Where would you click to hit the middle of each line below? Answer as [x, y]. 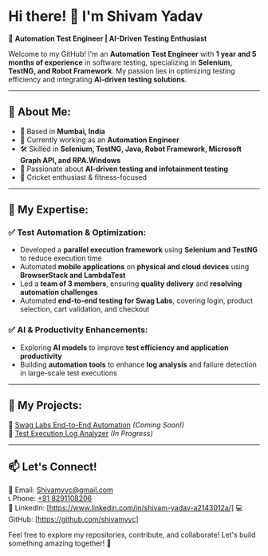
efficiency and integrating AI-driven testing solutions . [98, 79]
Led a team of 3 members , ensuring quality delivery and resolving [131, 284]
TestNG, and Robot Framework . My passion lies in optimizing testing [122, 70]
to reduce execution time [61, 258]
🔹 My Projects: [45, 405]
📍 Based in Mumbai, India [62, 131]
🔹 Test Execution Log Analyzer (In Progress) [81, 433]
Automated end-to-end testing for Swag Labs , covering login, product [136, 301]
